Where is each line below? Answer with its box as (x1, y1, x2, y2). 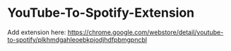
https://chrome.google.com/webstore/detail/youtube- (67, 28, 224, 36)
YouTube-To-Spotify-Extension (7, 5, 195, 21)
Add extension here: (7, 28, 66, 36)
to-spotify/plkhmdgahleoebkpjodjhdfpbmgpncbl (7, 35, 147, 43)
